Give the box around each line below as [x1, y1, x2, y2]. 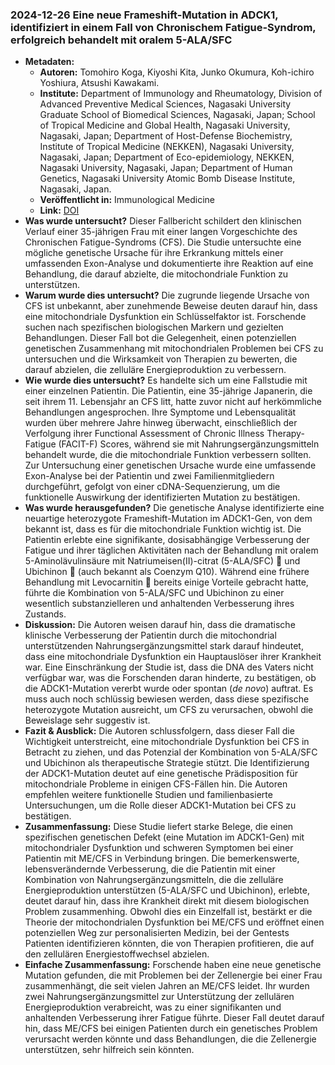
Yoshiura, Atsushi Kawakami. [39, 77, 160, 89]
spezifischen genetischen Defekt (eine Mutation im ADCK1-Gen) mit [24, 831, 305, 843]
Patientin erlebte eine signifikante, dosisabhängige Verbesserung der [24, 534, 310, 546]
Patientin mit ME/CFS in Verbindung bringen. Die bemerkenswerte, [24, 853, 300, 865]
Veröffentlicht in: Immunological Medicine [39, 194, 215, 206]
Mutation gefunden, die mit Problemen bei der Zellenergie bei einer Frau [24, 969, 323, 982]
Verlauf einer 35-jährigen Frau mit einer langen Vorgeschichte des [24, 226, 298, 238]
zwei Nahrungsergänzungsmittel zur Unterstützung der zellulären [24, 991, 295, 1003]
